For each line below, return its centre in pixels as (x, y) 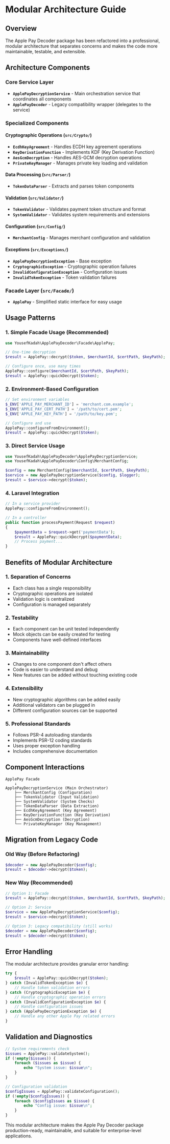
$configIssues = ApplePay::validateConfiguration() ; (63, 1091)
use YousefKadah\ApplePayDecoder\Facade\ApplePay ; (60, 343)
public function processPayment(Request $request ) (60, 522)
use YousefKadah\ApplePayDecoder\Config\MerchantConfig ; (67, 461)
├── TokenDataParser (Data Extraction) (57, 806)
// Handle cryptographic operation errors (60, 997)
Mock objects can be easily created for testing (62, 635)
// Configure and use (28, 423)
